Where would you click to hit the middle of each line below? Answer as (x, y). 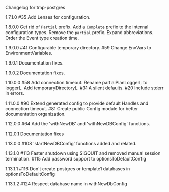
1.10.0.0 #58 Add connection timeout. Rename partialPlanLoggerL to (76, 83)
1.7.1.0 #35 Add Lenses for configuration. (48, 17)
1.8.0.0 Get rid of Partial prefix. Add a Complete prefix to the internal (77, 27)
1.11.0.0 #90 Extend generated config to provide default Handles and (77, 103)
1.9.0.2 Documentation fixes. (35, 73)
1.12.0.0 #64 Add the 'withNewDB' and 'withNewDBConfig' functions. (78, 124)
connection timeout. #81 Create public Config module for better (72, 108)
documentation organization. (35, 114)
